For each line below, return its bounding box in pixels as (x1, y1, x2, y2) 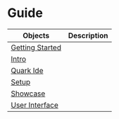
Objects (22, 30, 50, 40)
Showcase (11, 89, 46, 98)
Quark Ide (11, 65, 44, 75)
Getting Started (11, 42, 62, 52)
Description (68, 30, 108, 40)
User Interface (11, 100, 58, 110)
